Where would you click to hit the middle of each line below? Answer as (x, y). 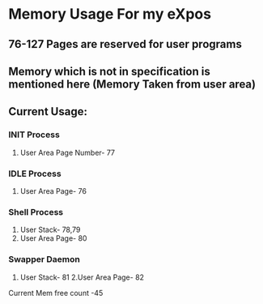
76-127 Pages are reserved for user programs (125, 44)
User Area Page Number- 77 (68, 152)
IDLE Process (35, 173)
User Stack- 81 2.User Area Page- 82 (82, 277)
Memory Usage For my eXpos (110, 14)
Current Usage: (48, 111)
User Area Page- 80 (53, 238)
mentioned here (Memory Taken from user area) (132, 84)
